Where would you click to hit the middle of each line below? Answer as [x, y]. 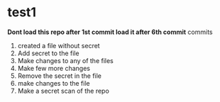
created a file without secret [59, 45]
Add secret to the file [48, 53]
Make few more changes [54, 68]
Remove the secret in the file [59, 76]
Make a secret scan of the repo [64, 91]
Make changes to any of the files [65, 60]
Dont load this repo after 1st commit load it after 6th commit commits [110, 32]
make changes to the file [54, 83]
